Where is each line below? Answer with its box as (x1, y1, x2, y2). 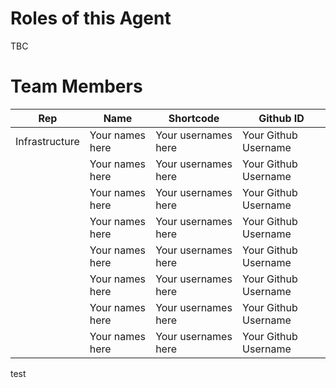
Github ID (258, 111, 305, 125)
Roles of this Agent (10, 7, 172, 30)
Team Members (10, 75, 143, 98)
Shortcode (168, 111, 220, 125)
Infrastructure (15, 134, 80, 148)
